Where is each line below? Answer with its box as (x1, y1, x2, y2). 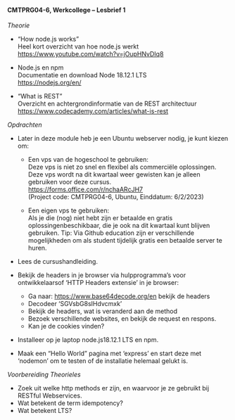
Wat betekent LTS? (17, 407, 72, 415)
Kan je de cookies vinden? (27, 322, 105, 331)
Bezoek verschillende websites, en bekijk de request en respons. (27, 314, 217, 323)
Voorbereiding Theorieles (7, 370, 81, 379)
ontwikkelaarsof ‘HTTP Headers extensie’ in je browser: (17, 279, 179, 287)
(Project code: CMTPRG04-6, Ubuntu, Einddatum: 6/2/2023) (27, 193, 204, 201)
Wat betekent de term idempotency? (17, 399, 123, 407)
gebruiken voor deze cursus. (27, 178, 111, 186)
